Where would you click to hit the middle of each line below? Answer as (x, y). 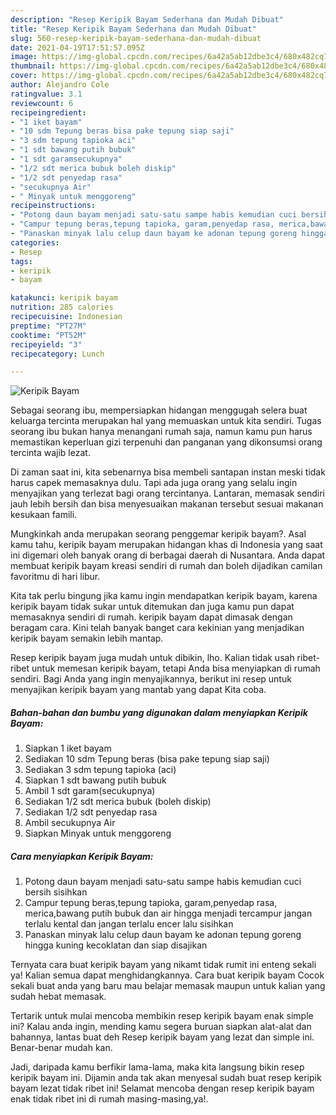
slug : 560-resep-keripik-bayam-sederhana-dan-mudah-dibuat (136, 38)
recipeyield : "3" (46, 344)
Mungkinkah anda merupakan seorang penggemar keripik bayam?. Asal (158, 534)
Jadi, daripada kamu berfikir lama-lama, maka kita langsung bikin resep (157, 1067)
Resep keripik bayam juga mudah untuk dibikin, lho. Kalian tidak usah (152, 658)
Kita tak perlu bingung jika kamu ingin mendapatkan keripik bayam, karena (164, 596)
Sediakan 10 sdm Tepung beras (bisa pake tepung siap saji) (147, 759)
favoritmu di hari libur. (55, 577)
